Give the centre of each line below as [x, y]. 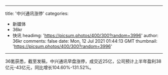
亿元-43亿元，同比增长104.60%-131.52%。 [49, 67]
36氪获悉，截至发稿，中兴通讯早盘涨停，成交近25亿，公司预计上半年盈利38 [83, 61]
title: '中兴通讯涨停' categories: [37, 13]
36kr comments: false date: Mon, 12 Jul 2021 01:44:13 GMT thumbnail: [85, 41]
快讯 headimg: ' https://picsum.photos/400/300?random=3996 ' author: [85, 36]
